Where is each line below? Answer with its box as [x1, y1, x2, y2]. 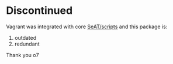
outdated [14, 34, 37, 41]
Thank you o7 [6, 51, 39, 58]
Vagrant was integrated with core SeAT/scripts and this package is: [6, 23, 168, 30]
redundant [14, 40, 40, 47]
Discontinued [6, 4, 73, 17]
